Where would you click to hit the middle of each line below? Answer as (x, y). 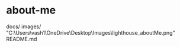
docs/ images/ (24, 26)
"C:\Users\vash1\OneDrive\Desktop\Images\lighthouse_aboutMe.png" (91, 32)
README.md (22, 39)
